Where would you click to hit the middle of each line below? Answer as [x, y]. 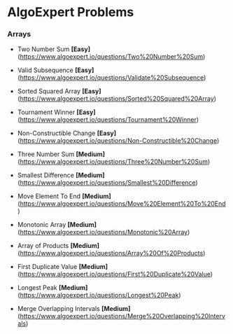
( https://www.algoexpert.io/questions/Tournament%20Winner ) [108, 120]
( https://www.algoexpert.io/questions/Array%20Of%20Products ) [111, 253]
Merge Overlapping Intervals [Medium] [74, 309]
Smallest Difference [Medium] [61, 175]
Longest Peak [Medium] [52, 288]
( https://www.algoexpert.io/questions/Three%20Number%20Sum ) [114, 162]
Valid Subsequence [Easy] [56, 70]
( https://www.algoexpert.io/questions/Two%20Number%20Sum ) [111, 57]
